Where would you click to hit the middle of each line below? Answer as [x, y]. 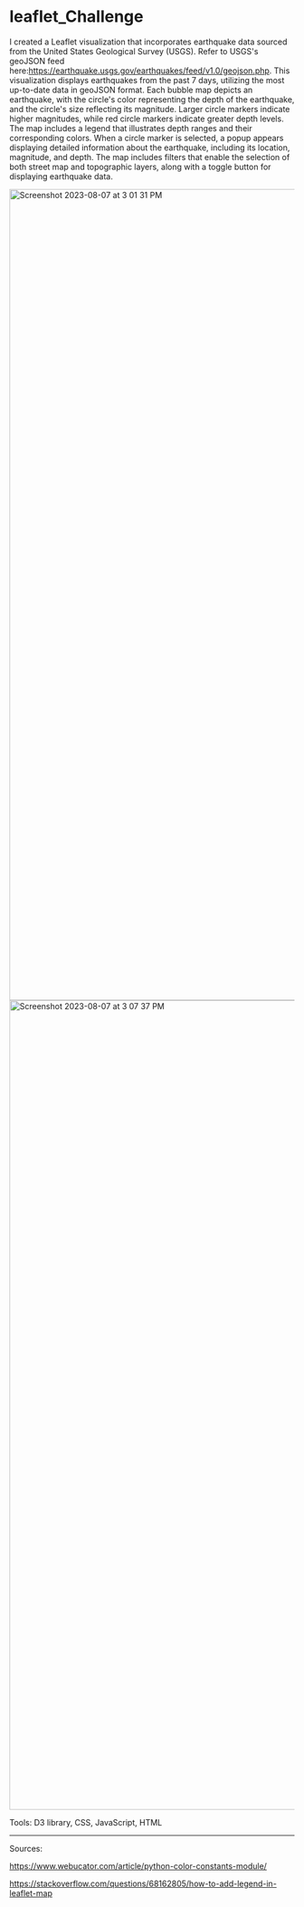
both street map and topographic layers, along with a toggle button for [140, 167]
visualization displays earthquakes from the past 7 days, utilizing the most [147, 80]
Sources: [26, 1848]
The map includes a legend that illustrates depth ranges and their [131, 128]
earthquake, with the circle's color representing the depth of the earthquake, [152, 99]
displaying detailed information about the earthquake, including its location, [150, 148]
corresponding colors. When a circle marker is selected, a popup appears [147, 138]
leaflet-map [31, 1893]
